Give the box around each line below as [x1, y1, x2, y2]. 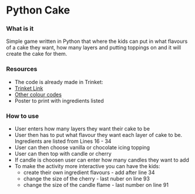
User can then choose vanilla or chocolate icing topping [14, 144, 150, 151]
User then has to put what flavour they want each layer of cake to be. [14, 132, 183, 139]
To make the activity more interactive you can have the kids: [14, 163, 160, 170]
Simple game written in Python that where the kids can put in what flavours [6, 38, 188, 45]
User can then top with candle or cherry [14, 150, 112, 158]
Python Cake [6, 4, 70, 17]
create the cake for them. [6, 51, 68, 58]
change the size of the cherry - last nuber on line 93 [23, 175, 150, 182]
